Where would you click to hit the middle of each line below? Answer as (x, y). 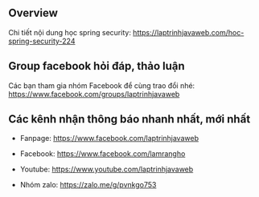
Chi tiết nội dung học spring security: (70, 32)
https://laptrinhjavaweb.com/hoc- (188, 32)
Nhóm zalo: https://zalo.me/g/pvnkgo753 (88, 185)
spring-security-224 (42, 41)
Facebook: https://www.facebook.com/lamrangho (103, 154)
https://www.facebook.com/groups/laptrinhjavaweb (94, 94)
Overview (33, 13)
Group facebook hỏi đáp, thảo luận (97, 66)
